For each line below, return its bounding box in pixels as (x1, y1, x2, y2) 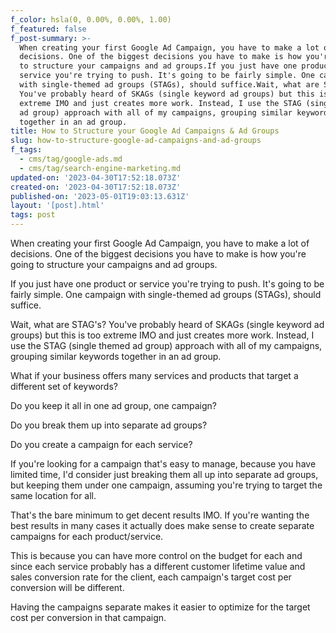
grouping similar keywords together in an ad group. (10, 351, 222, 362)
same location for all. (10, 490, 97, 501)
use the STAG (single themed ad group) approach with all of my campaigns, (10, 340, 323, 351)
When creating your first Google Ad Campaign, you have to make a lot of (10, 237, 310, 249)
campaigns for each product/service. (10, 531, 164, 542)
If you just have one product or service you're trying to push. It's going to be (10, 278, 325, 290)
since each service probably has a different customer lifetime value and (10, 561, 306, 572)
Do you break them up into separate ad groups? (10, 419, 208, 431)
